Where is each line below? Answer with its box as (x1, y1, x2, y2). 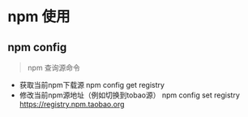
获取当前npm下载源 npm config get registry (19, 80, 165, 89)
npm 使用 (7, 7, 71, 26)
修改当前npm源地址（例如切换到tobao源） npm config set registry (19, 90, 241, 100)
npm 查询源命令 (27, 63, 80, 72)
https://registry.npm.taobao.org (19, 99, 125, 109)
